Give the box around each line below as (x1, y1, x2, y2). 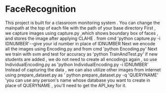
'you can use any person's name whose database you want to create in (5, 77, 151, 83)
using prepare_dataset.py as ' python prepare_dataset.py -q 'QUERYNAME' (5, 72, 159, 78)
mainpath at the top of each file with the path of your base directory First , (5, 25, 156, 31)
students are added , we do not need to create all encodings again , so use (5, 56, 157, 62)
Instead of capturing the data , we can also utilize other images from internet (5, 66, 161, 72)
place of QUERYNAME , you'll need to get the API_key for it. (5, 82, 127, 88)
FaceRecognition (5, 3, 76, 15)
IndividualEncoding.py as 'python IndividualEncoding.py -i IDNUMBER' (5, 62, 149, 67)
